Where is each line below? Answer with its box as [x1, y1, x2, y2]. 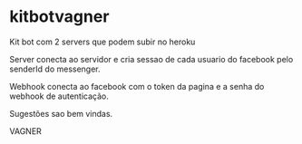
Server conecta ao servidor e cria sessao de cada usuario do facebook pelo [9, 53, 294, 64]
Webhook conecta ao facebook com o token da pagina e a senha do [9, 81, 265, 91]
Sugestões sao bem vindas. [9, 108, 113, 119]
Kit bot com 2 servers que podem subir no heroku [9, 36, 196, 47]
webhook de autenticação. [9, 91, 109, 101]
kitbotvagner [9, 6, 110, 27]
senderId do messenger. [9, 63, 102, 74]
